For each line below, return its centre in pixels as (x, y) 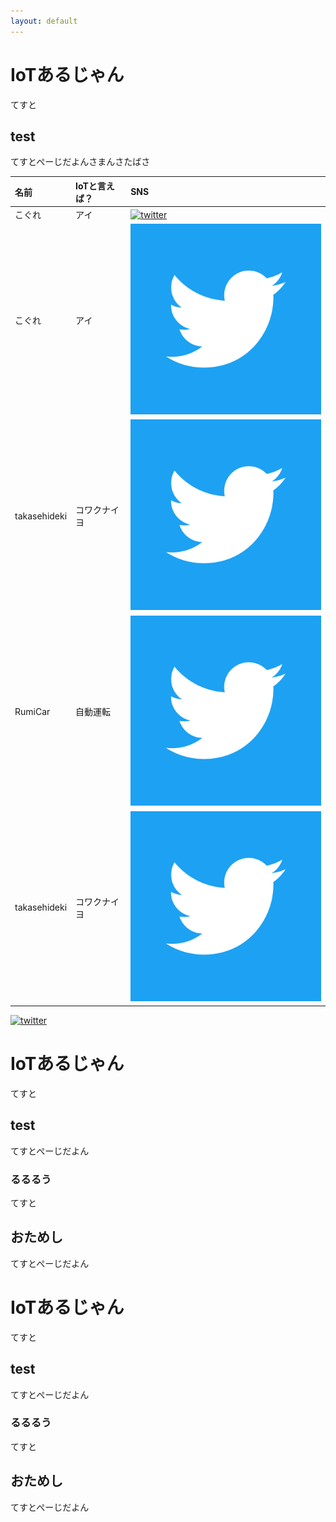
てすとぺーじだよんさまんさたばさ (80, 162)
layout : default (44, 21)
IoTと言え (95, 186)
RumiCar (32, 711)
